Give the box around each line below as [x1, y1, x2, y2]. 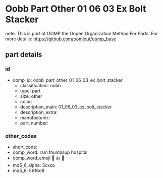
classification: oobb [20, 82, 62, 88]
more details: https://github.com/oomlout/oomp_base [5, 36, 117, 42]
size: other [20, 93, 42, 99]
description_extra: [20, 109, 58, 115]
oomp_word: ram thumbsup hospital [12, 149, 88, 155]
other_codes [5, 132, 37, 139]
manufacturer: [20, 114, 50, 121]
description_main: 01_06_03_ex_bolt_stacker [20, 104, 112, 110]
